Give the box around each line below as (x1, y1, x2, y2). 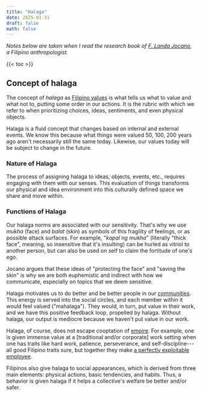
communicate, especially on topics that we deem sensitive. (6, 278, 153, 285)
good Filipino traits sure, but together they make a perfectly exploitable (13, 346, 190, 354)
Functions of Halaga (6, 207, 66, 216)
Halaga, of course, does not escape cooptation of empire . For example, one (6, 327, 195, 334)
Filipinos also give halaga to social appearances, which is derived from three (6, 364, 196, 372)
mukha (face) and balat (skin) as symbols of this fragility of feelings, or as (6, 227, 190, 235)
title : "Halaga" (6, 8, 47, 15)
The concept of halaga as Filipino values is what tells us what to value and (6, 94, 192, 102)
